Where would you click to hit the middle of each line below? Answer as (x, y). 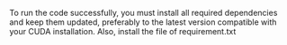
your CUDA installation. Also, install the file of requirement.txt (123, 31)
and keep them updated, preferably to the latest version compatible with (143, 22)
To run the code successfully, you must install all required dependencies (143, 13)
